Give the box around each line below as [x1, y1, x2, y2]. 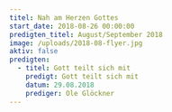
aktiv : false [9, 47, 59, 56]
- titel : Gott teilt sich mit [17, 64, 131, 73]
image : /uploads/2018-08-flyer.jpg [9, 38, 143, 48]
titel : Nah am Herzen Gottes [9, 13, 119, 23]
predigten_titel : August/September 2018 [9, 30, 164, 39]
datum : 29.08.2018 [25, 80, 95, 89]
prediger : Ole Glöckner [25, 89, 115, 98]
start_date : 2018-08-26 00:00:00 [9, 22, 135, 31]
